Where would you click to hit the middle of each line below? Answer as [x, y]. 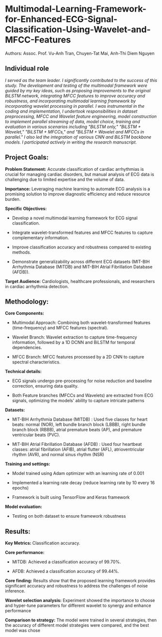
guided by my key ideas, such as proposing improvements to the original [78, 90]
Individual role [27, 69]
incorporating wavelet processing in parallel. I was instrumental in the [75, 106]
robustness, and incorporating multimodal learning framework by [70, 101]
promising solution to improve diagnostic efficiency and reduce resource [78, 194]
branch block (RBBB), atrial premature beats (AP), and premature [77, 430]
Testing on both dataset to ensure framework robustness [69, 516]
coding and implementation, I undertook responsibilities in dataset [71, 111]
